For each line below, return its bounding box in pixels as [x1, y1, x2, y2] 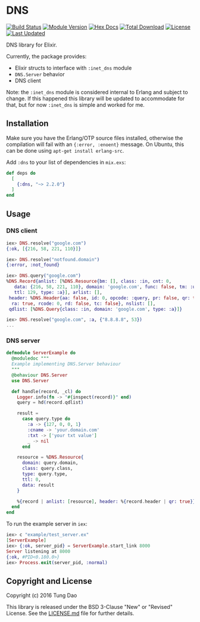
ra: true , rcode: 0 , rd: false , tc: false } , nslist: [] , [11, 301, 156, 307]
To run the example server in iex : [6, 520, 87, 528]
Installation [6, 119, 49, 129]
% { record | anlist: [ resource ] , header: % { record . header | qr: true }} [17, 499, 196, 505]
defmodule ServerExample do [6, 350, 76, 356]
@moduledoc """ [11, 355, 49, 361]
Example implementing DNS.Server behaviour [11, 361, 121, 367]
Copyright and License [6, 576, 92, 586]
